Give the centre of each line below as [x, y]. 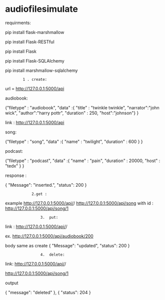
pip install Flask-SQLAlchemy [35, 61]
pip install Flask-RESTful [30, 42]
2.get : [39, 194]
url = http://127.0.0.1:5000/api [35, 88]
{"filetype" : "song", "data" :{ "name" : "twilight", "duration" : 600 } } [74, 141]
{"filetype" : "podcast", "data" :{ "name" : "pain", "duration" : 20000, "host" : [83, 161]
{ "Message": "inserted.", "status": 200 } [46, 185]
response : [16, 175]
